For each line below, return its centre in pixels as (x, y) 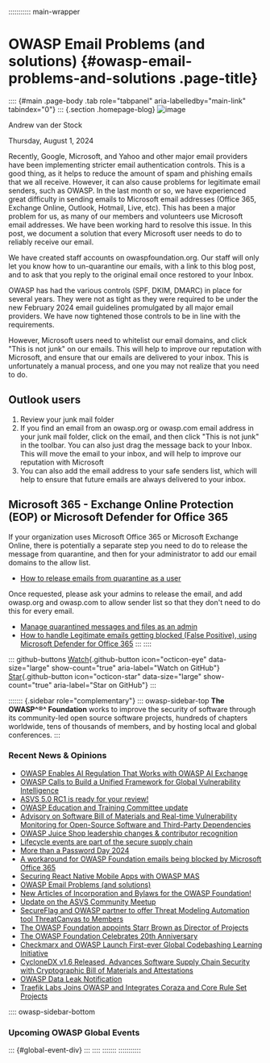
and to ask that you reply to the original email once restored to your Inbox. (131, 274)
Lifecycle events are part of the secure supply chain (106, 841)
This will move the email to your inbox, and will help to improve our (131, 453)
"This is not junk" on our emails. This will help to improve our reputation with (135, 348)
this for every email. (41, 611)
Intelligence (39, 790)
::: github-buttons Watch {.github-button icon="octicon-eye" (108, 659)
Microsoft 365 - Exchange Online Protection (121, 504)
